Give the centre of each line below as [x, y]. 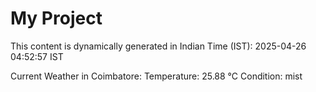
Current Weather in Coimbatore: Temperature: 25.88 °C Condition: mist [156, 76]
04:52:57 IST [37, 56]
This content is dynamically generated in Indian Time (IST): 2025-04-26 [158, 46]
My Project [56, 18]
